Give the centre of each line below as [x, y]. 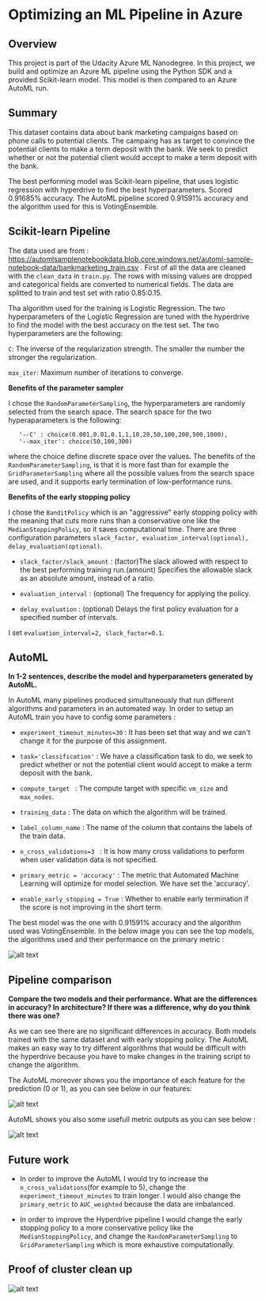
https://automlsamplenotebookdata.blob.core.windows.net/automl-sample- [131, 258]
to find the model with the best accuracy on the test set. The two [114, 325]
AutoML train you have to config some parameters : [92, 717]
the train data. [42, 836]
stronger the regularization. [53, 357]
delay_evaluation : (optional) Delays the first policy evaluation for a [129, 609]
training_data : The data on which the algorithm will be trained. [123, 812]
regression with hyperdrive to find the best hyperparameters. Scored [120, 189]
